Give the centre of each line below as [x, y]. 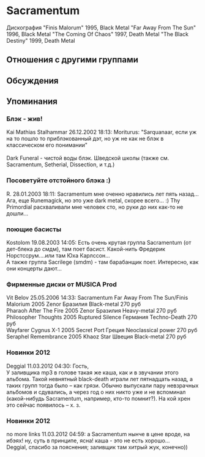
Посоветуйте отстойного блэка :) [59, 180]
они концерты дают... [34, 269]
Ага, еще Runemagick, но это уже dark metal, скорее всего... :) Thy [93, 200]
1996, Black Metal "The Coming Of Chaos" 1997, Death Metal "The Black [98, 34]
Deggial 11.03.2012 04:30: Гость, [48, 366]
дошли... [17, 213]
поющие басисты [34, 229]
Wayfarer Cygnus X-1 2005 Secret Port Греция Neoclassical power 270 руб [102, 330]
